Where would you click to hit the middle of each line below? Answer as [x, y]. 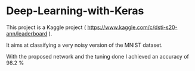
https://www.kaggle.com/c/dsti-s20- [132, 27]
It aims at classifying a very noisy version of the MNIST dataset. [84, 45]
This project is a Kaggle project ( [46, 27]
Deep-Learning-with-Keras [75, 11]
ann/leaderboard [27, 33]
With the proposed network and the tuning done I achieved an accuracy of [97, 56]
